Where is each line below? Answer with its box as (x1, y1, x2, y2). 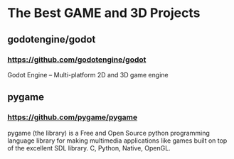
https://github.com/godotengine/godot (7, 55, 147, 65)
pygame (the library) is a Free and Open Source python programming (7, 128, 210, 137)
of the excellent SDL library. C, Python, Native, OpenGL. (7, 143, 171, 152)
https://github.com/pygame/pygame (7, 112, 138, 122)
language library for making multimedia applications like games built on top (7, 136, 228, 145)
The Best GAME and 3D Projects (7, 5, 201, 21)
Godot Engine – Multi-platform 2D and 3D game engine (7, 70, 169, 79)
